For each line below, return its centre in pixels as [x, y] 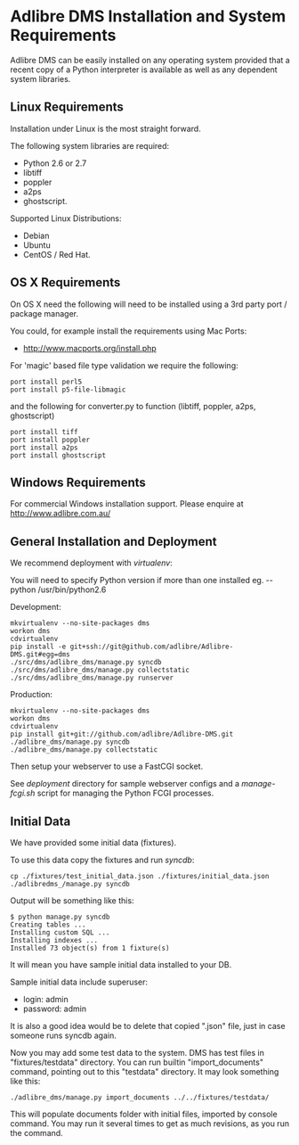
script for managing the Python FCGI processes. [125, 793]
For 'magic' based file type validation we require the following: [124, 365]
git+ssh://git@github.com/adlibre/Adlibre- [152, 647]
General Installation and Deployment [113, 541]
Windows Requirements [78, 482]
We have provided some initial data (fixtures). [93, 843]
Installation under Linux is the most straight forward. [105, 128]
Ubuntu [37, 245]
